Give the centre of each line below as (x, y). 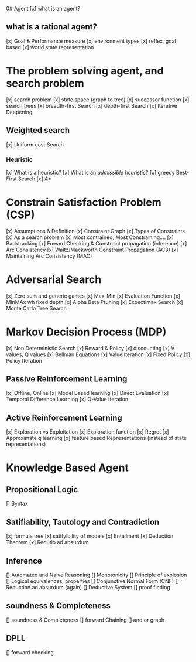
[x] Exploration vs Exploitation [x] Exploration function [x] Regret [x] (88, 432)
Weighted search (38, 130)
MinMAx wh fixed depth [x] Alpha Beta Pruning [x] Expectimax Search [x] (94, 302)
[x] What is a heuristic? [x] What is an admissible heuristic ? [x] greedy (90, 172)
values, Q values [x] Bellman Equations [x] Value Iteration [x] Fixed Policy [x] (98, 354)
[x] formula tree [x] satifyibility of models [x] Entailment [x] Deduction (90, 536)
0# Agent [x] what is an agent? (43, 8)
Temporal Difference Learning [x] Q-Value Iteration (67, 399)
